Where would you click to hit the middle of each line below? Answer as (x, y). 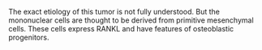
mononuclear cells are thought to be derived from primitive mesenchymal (131, 20)
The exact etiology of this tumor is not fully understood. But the (114, 12)
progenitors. (29, 37)
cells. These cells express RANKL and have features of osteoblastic (121, 29)
